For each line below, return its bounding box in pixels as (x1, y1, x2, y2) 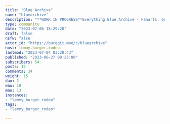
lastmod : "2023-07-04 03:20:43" (5, 50, 73, 55)
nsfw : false (5, 36, 30, 41)
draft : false (5, 31, 33, 36)
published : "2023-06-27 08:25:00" (5, 54, 78, 60)
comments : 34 (5, 69, 33, 74)
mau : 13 (5, 87, 22, 93)
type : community (5, 21, 39, 27)
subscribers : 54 (5, 59, 39, 65)
